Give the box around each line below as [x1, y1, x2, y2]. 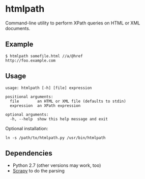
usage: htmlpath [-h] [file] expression [5, 85, 93, 91]
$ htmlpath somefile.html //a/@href [5, 53, 83, 58]
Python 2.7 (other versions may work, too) [12, 162, 101, 168]
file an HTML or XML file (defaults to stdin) [10, 99, 126, 104]
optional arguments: [5, 112, 49, 117]
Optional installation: [5, 125, 48, 131]
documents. [5, 25, 31, 31]
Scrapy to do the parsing [12, 168, 65, 174]
